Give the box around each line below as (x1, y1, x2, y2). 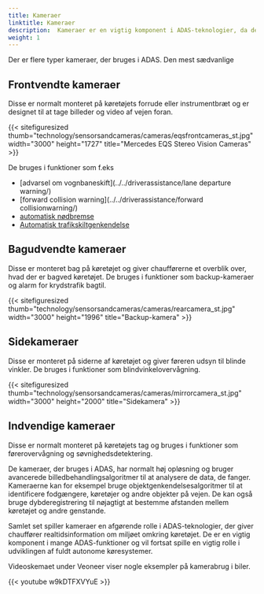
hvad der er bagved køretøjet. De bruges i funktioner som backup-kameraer (8, 272, 255, 281)
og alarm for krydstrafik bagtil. (8, 280, 107, 290)
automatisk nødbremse (19, 212, 94, 221)
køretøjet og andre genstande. (8, 506, 106, 515)
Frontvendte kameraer (8, 78, 120, 91)
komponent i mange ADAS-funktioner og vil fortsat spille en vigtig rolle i (8, 537, 240, 548)
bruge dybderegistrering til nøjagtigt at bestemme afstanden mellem (8, 497, 229, 507)
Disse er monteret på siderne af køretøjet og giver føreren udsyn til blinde (8, 356, 246, 366)
